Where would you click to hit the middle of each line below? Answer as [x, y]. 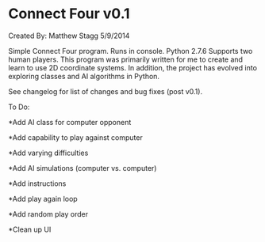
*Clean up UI [30, 229]
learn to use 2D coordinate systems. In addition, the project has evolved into [133, 67]
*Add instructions [37, 183]
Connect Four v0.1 [69, 14]
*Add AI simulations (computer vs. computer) [83, 168]
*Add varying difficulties [48, 153]
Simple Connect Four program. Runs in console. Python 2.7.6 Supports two [131, 51]
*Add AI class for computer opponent [70, 122]
